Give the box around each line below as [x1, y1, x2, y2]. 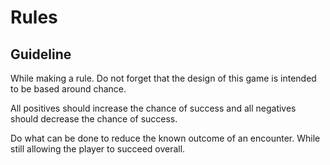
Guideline [10, 46, 72, 63]
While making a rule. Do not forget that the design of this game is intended [10, 72, 317, 84]
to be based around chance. [10, 83, 127, 95]
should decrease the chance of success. [10, 113, 178, 125]
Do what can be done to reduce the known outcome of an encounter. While [10, 132, 321, 144]
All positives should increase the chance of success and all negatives [10, 102, 297, 114]
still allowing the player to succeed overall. [10, 143, 186, 155]
